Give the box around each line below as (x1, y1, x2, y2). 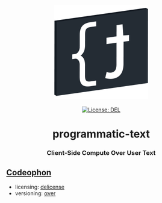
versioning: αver (14, 189, 56, 197)
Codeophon (6, 167, 52, 178)
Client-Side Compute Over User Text (46, 149, 156, 157)
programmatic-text (52, 127, 151, 141)
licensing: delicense (14, 183, 65, 190)
